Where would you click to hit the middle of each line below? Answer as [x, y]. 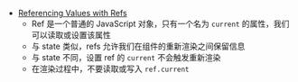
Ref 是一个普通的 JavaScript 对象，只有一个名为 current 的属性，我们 [160, 23]
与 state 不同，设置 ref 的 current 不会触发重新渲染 [126, 57]
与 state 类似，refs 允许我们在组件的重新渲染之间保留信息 [138, 46]
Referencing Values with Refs [73, 13]
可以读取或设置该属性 [71, 35]
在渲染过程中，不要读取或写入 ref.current [110, 68]
